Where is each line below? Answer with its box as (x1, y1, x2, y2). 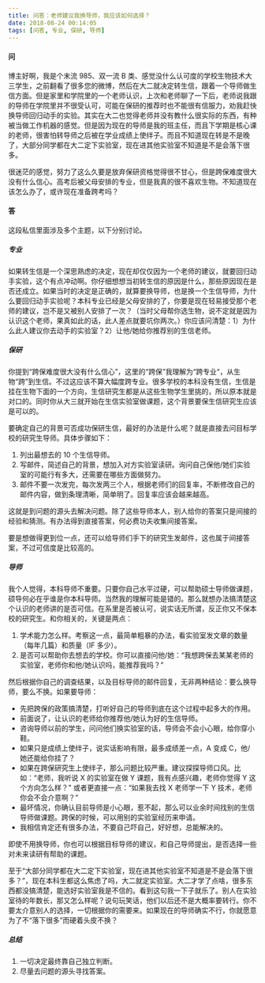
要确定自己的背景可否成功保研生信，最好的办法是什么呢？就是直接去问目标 (8, 423, 250, 432)
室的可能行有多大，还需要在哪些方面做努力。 (19, 469, 166, 479)
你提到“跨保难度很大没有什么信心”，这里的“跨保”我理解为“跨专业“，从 (8, 366, 234, 376)
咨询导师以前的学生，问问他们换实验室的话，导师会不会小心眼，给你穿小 (19, 723, 255, 733)
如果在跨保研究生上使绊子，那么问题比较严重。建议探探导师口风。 (19, 763, 234, 772)
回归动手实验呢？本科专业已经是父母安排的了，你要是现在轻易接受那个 (21, 296, 250, 306)
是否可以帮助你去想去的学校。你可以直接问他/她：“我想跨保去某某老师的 (19, 650, 254, 659)
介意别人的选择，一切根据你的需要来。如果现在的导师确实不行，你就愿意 (21, 905, 257, 915)
